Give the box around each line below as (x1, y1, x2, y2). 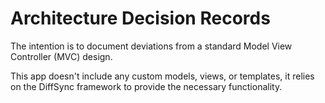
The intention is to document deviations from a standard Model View (10, 40, 293, 52)
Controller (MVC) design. (10, 50, 113, 62)
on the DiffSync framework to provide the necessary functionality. (10, 80, 283, 92)
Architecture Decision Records (10, 7, 271, 30)
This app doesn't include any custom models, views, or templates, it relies (10, 70, 315, 82)
